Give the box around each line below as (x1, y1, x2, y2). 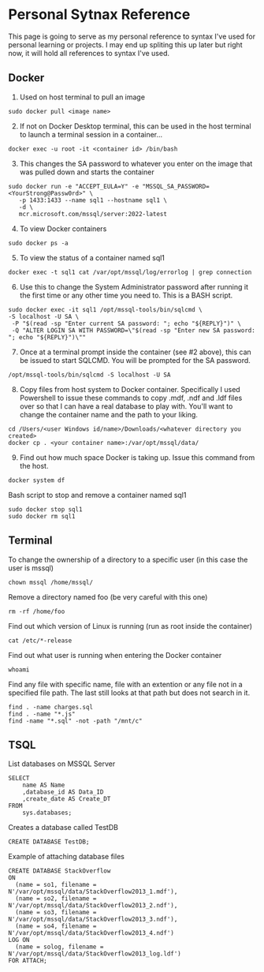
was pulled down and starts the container (19, 167, 155, 177)
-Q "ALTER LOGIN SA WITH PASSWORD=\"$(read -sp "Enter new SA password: (11, 326, 256, 335)
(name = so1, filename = (15, 881, 97, 889)
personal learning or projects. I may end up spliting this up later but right (8, 39, 243, 49)
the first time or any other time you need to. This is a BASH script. (19, 290, 233, 300)
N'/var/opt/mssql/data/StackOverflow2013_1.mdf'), (8, 888, 178, 896)
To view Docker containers (19, 223, 107, 234)
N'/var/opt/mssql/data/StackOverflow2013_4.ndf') (8, 929, 175, 937)
